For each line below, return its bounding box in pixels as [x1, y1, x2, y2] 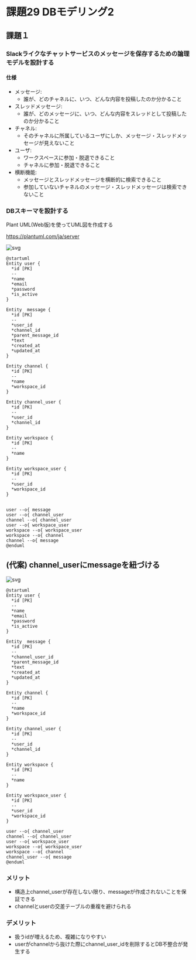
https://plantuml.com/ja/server [6, 233, 80, 240]
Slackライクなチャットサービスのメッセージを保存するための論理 [6, 49, 190, 57]
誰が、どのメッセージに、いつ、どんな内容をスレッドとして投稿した [23, 110, 187, 117]
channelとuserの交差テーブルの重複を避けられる [14, 903, 132, 910]
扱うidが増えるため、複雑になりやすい [14, 933, 106, 941]
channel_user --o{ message [6, 854, 72, 860]
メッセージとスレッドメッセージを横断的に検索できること [23, 176, 162, 183]
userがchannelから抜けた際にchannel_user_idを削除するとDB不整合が [14, 941, 183, 948]
